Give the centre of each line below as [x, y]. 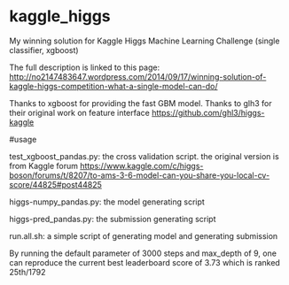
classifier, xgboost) [44, 50]
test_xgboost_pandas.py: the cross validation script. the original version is [144, 156]
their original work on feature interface [80, 112]
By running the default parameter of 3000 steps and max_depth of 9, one [143, 253]
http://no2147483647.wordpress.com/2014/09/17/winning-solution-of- [138, 76]
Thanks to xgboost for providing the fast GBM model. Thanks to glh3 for [141, 103]
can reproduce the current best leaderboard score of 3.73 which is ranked [145, 262]
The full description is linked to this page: [85, 67]
